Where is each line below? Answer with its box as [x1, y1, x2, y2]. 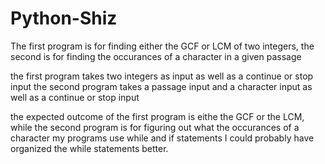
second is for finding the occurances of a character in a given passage [10, 50, 302, 62]
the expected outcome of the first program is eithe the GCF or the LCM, [10, 110, 305, 122]
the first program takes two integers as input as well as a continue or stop [10, 70, 314, 82]
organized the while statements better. [10, 142, 169, 154]
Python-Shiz [10, 7, 118, 30]
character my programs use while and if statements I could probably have [10, 132, 315, 144]
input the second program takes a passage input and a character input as [10, 80, 313, 92]
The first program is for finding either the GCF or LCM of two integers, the [10, 40, 315, 52]
